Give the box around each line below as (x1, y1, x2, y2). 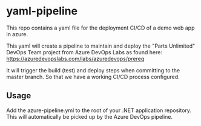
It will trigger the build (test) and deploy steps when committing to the (6, 66, 180, 74)
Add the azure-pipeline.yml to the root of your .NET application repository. (6, 107, 192, 114)
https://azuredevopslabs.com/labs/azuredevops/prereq (6, 55, 145, 62)
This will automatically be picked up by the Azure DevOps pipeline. (6, 113, 173, 120)
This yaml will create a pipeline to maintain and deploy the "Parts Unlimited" (6, 42, 196, 49)
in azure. (6, 30, 28, 37)
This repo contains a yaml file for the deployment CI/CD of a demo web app (6, 24, 195, 31)
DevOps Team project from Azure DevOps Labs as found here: (6, 48, 162, 55)
